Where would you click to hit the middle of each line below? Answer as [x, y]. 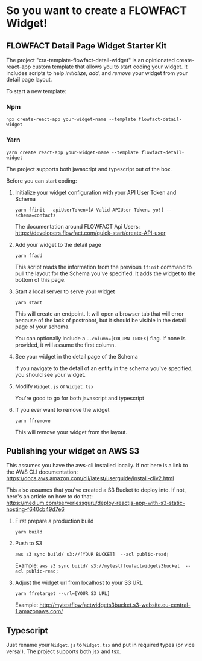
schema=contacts [35, 215]
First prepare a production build [54, 521]
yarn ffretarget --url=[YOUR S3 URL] [62, 594]
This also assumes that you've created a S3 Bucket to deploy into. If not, [96, 490]
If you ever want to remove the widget [62, 409]
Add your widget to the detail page [58, 244]
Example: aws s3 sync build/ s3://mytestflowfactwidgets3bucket [97, 565]
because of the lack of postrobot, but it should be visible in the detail [100, 320]
